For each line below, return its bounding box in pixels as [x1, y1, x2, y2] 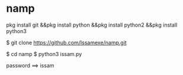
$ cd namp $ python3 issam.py [6, 50, 82, 57]
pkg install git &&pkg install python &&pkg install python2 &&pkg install [6, 21, 178, 28]
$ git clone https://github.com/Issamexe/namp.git [6, 39, 127, 46]
